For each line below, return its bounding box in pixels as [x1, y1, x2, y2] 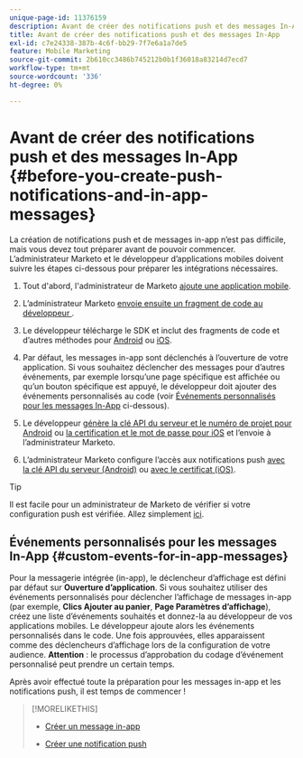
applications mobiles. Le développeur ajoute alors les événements [9, 621, 255, 632]
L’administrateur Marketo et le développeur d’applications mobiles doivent [9, 253, 284, 264]
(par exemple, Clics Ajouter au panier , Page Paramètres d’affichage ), [9, 602, 271, 613]
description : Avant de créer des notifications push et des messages [9, 22, 277, 31]
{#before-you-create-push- [9, 165, 224, 186]
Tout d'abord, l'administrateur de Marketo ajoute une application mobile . [22, 280, 291, 291]
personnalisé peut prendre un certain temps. [9, 659, 175, 669]
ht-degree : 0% [9, 80, 63, 89]
